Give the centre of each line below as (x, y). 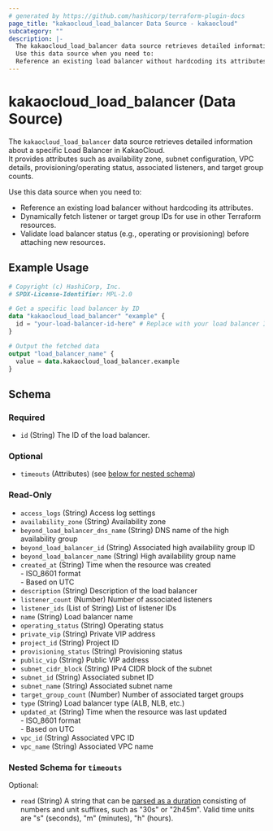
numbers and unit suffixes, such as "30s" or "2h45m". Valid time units (137, 809)
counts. (21, 176)
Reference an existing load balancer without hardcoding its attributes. (136, 208)
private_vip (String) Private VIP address (88, 634)
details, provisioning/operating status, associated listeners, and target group (136, 167)
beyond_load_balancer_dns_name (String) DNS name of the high (124, 530)
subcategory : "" (36, 31)
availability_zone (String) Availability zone (93, 521)
